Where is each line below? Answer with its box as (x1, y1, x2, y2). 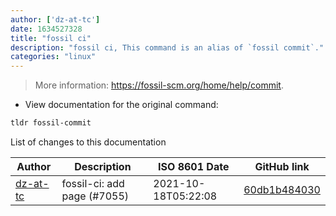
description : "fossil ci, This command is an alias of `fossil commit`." (10, 42, 325, 53)
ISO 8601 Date (158, 160, 230, 173)
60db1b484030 (243, 183, 321, 196)
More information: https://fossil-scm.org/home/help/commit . (34, 79, 284, 91)
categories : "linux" (10, 52, 97, 62)
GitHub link (254, 160, 310, 173)
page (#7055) (61, 189, 130, 203)
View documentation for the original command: (24, 99, 219, 111)
